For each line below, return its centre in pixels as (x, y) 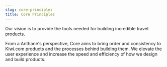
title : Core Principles (30, 14)
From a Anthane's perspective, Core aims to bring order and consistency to (83, 43)
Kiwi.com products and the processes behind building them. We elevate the (83, 49)
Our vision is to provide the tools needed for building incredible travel (77, 28)
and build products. (25, 59)
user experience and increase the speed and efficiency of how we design (81, 54)
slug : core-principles (29, 10)
